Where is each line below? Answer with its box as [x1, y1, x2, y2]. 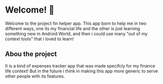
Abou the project [5, 50, 57, 58]
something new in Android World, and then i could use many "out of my [5, 31, 148, 36]
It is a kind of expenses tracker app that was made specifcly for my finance [5, 63, 155, 68]
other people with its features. [5, 73, 65, 79]
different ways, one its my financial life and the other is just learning [5, 25, 140, 31]
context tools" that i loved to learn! [5, 36, 74, 42]
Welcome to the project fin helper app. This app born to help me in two [5, 20, 147, 26]
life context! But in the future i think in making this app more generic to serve [5, 68, 158, 74]
